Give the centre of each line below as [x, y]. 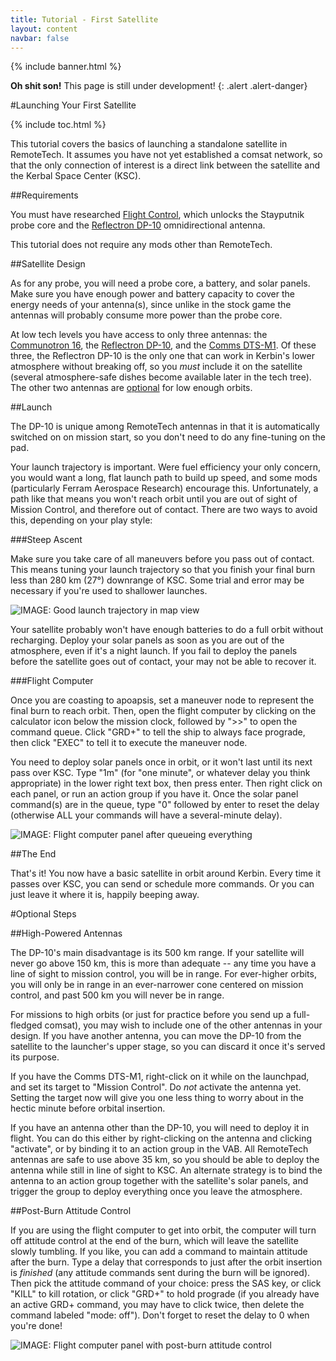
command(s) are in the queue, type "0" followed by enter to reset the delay [165, 805]
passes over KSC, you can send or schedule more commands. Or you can [162, 884]
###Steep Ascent [46, 540]
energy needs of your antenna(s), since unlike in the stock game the [151, 305]
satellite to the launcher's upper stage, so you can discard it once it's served [168, 1047]
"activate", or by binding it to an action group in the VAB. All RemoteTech [159, 1149]
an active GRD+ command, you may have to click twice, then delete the [157, 1305]
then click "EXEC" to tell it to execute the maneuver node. [129, 743]
